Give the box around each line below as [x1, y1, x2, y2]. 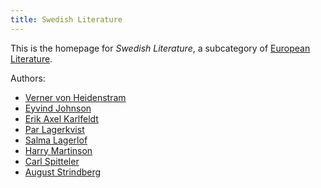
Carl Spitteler [24, 155, 80, 167]
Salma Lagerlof [24, 134, 88, 146]
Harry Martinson [24, 144, 93, 156]
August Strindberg [24, 166, 102, 178]
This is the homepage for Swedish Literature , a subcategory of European [10, 42, 311, 54]
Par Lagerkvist [24, 123, 85, 135]
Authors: [10, 72, 46, 84]
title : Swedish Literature [10, 14, 123, 25]
